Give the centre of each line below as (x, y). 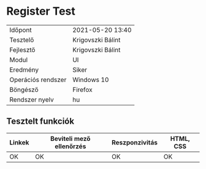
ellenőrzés (71, 146)
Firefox (83, 89)
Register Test (41, 11)
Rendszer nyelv (32, 99)
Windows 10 (91, 80)
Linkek (19, 142)
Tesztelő (22, 40)
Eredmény (24, 70)
